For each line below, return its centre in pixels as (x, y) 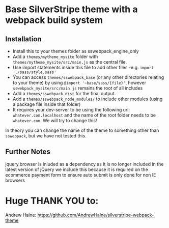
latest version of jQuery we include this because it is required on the (77, 169)
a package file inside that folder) (47, 104)
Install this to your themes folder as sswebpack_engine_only (76, 51)
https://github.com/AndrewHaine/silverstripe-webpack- (96, 215)
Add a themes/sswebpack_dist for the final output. (64, 93)
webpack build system (54, 20)
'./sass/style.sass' (34, 72)
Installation (23, 39)
